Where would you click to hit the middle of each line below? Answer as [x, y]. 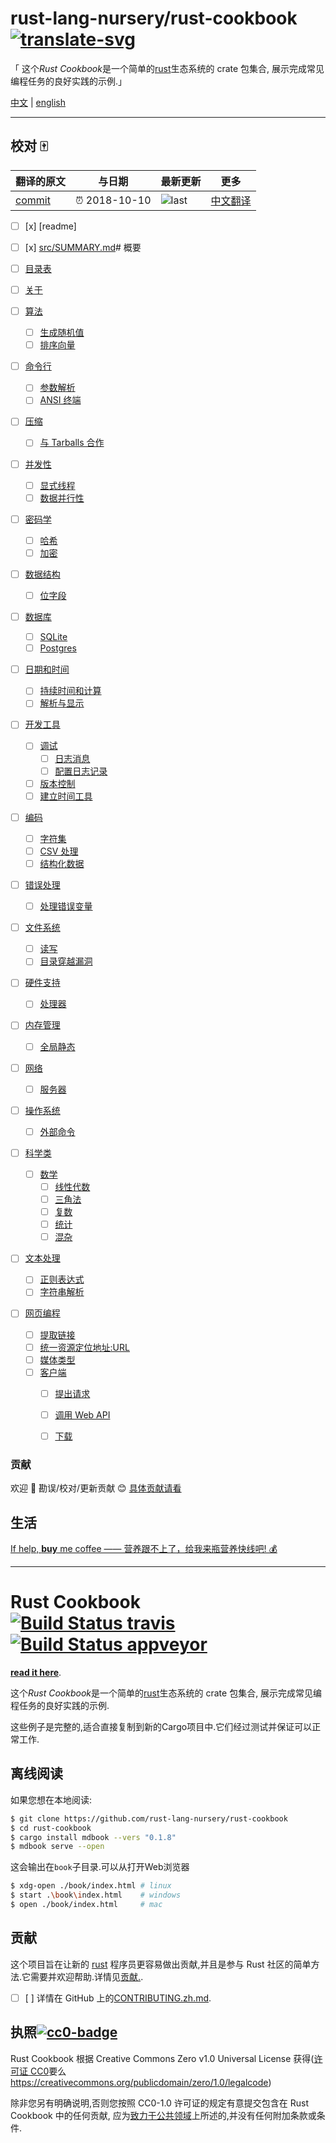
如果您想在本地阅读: [51, 1799]
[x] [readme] [50, 226]
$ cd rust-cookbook [51, 1828]
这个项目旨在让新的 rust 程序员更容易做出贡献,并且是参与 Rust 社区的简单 [161, 1964]
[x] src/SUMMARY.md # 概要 [83, 247]
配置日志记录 [81, 771]
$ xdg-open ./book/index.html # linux [91, 1886]
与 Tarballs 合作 [72, 443]
